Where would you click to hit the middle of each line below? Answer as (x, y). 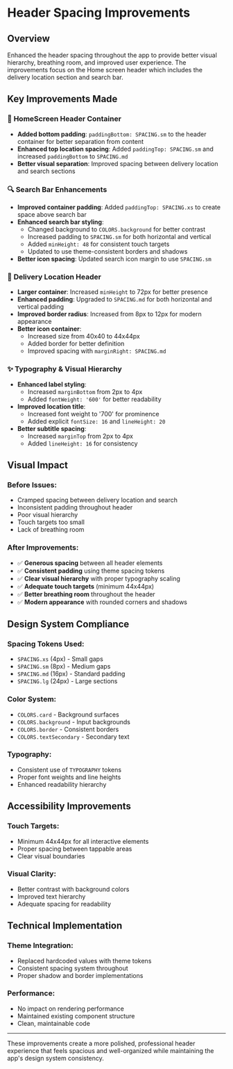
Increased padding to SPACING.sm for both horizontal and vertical (119, 236)
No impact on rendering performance (71, 1009)
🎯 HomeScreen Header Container (64, 119)
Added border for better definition (76, 344)
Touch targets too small (51, 522)
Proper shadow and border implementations (80, 975)
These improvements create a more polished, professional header (101, 1043)
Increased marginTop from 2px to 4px (80, 436)
